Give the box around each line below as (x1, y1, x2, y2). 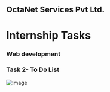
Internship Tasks (6, 28, 91, 42)
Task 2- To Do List (6, 65, 60, 74)
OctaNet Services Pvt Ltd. (6, 5, 105, 15)
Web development (6, 50, 61, 58)
